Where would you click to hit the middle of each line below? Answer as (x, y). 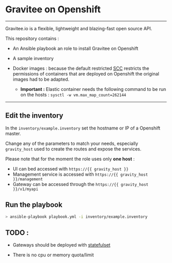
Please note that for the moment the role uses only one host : (70, 159)
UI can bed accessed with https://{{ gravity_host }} (71, 168)
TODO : (17, 232)
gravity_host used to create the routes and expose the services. (73, 149)
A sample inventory (33, 58)
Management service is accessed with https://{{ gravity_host (80, 174)
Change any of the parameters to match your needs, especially (72, 143)
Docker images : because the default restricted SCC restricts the (81, 68)
